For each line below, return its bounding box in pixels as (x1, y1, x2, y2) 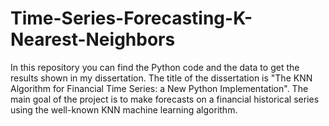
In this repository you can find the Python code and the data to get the (10, 61, 300, 73)
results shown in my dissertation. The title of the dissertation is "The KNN (10, 72, 313, 84)
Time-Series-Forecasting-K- (10, 7, 253, 30)
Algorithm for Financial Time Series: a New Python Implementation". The (10, 82, 309, 94)
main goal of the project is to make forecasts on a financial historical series (10, 93, 320, 105)
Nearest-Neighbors (10, 28, 176, 51)
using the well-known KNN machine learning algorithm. (10, 103, 238, 116)
